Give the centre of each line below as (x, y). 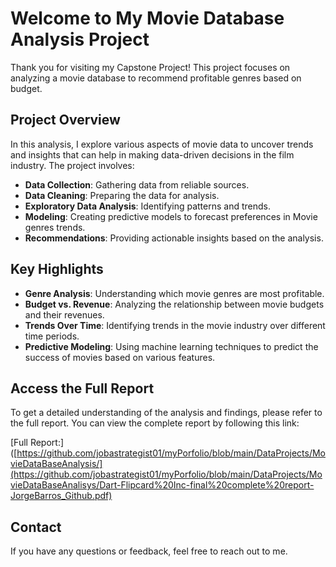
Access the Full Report (82, 388)
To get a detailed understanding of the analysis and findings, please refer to (166, 413)
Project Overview (65, 120)
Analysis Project (80, 39)
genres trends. (55, 227)
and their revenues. (64, 314)
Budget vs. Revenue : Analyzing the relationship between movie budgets (174, 304)
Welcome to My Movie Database (147, 18)
